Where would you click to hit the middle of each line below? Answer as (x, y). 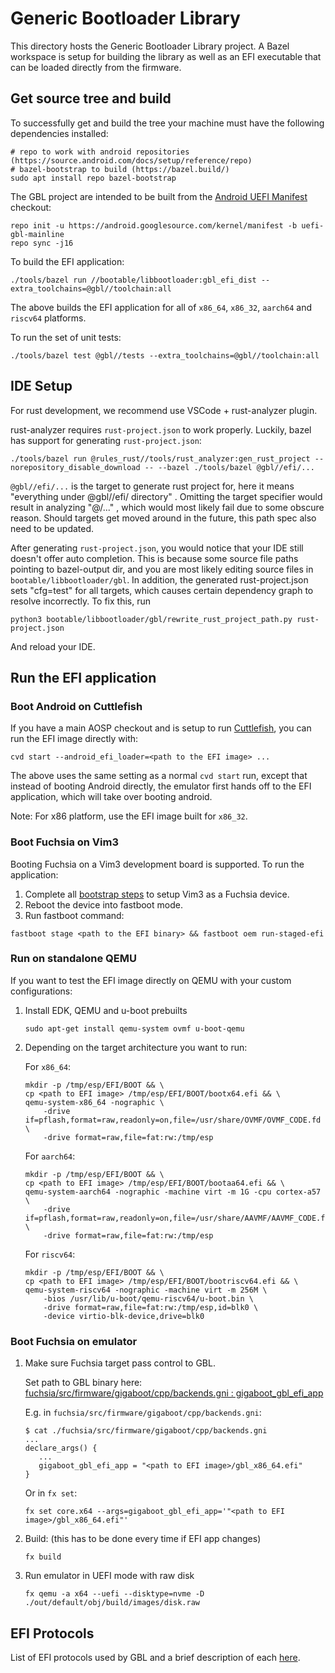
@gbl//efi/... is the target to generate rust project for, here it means (152, 486)
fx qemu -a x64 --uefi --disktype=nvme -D (114, 1594)
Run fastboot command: (74, 915)
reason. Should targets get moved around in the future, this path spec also (163, 518)
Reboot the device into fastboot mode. (103, 904)
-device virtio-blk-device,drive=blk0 (124, 1316)
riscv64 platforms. (48, 318)
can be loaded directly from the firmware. (96, 67)
